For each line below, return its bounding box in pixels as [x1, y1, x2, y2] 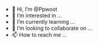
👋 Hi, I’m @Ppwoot [11, 6, 58, 12]
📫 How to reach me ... [11, 32, 67, 38]
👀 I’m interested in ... [11, 12, 62, 19]
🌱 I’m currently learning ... [11, 18, 75, 25]
